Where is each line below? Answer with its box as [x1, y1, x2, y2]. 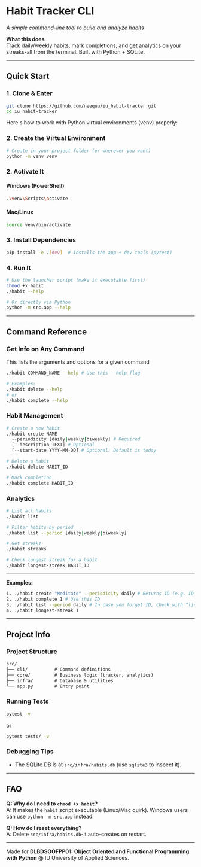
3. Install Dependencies [6, 236, 77, 244]
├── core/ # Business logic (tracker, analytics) [6, 672, 154, 678]
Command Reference [6, 327, 87, 337]
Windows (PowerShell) [6, 182, 65, 189]
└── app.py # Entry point [6, 683, 90, 689]
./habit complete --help [6, 397, 68, 403]
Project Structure [6, 647, 57, 656]
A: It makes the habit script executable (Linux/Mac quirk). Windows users [6, 806, 188, 813]
